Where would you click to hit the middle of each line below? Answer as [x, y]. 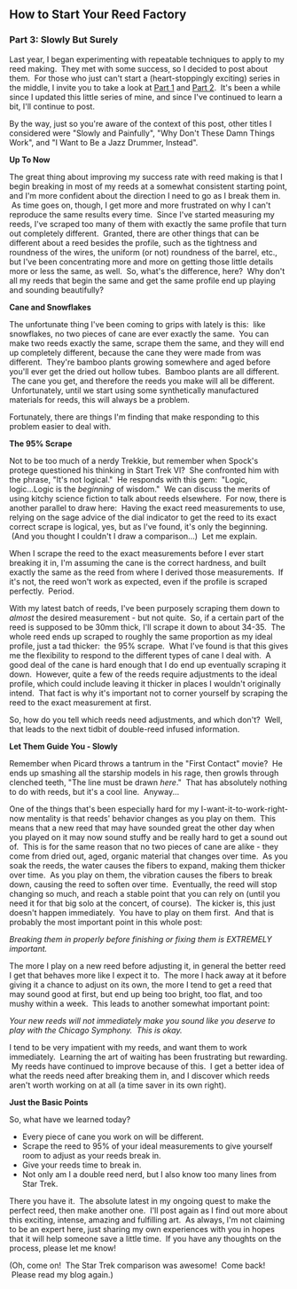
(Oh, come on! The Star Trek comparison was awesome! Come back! [137, 1265]
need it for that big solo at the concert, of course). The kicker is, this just [142, 903]
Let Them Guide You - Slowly [63, 746]
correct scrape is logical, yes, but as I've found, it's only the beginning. [139, 526]
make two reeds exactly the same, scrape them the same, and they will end [147, 343]
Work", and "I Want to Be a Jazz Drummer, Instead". [104, 142]
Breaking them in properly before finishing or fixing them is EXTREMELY [141, 939]
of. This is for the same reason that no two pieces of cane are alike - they [144, 846]
